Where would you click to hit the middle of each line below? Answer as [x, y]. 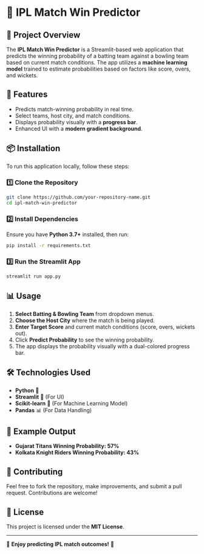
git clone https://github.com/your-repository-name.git [78, 197]
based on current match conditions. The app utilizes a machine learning [97, 62]
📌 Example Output [41, 432]
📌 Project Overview [43, 35]
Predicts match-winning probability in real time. [74, 109]
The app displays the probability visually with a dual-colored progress [102, 346]
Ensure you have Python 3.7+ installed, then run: [68, 234]
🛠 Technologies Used [49, 373]
